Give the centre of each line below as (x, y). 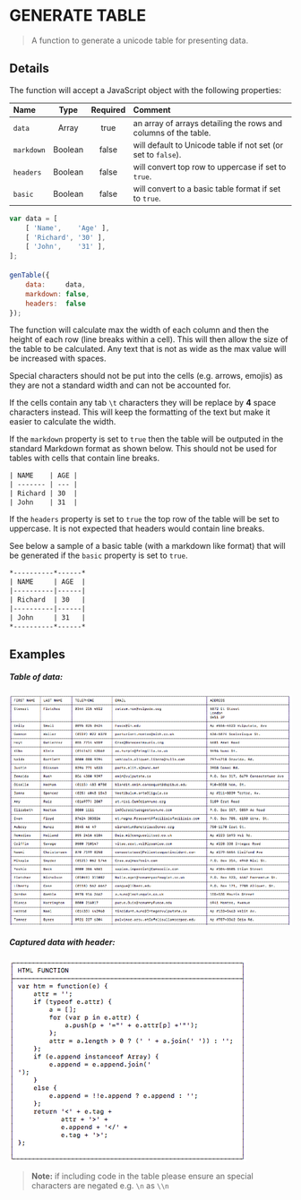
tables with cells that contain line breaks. (84, 459)
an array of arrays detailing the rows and (208, 123)
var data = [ (34, 219)
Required (108, 110)
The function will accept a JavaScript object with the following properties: (146, 90)
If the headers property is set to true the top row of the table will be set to (145, 519)
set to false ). (157, 154)
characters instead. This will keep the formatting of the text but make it (140, 412)
